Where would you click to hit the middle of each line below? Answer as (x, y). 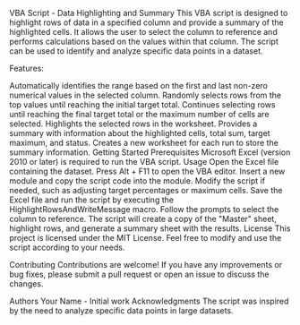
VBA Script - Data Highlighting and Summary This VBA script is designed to (149, 13)
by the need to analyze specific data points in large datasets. (122, 311)
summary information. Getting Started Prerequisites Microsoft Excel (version (150, 152)
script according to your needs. (67, 247)
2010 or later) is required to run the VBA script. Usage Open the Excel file (144, 162)
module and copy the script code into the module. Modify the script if (137, 181)
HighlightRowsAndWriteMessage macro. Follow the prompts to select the (144, 209)
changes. (26, 284)
